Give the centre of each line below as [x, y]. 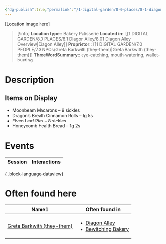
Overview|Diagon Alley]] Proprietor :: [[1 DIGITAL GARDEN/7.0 [80, 44]
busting [25, 60]
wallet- [153, 55]
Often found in [103, 209]
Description [30, 80]
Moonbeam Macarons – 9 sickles [46, 110]
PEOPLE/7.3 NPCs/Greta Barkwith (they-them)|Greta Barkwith [80, 49]
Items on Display [31, 98]
